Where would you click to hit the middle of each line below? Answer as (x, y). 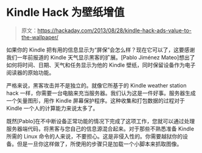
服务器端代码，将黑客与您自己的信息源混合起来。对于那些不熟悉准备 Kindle (100, 129)
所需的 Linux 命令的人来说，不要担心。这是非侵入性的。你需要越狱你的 (95, 136)
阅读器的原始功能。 (30, 72)
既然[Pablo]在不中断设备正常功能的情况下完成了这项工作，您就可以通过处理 (101, 121)
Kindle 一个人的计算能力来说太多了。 (52, 108)
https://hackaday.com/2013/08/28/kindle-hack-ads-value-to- (114, 30)
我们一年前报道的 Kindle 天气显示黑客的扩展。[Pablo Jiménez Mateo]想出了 (101, 57)
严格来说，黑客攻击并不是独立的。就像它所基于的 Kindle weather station (96, 85)
